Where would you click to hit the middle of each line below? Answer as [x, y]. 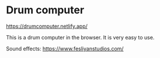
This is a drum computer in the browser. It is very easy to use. [80, 37]
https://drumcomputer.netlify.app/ [47, 26]
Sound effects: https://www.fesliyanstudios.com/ [65, 48]
